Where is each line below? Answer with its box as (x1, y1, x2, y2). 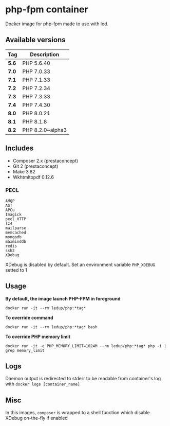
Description (30, 50, 60, 58)
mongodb (5, 234, 22, 240)
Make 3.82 (12, 168, 36, 174)
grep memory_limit (5, 348, 45, 353)
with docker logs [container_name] (5, 381, 81, 387)
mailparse (5, 225, 27, 230)
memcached (5, 230, 27, 235)
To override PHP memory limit (5, 333, 71, 340)
